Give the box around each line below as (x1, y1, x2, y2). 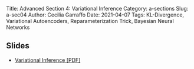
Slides (6, 41, 29, 51)
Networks (6, 24, 30, 31)
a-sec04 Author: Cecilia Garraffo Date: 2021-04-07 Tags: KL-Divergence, (6, 11, 185, 18)
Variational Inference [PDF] (14, 56, 81, 64)
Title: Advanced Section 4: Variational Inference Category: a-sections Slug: (6, 5, 189, 12)
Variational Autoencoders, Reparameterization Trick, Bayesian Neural (6, 18, 174, 24)
